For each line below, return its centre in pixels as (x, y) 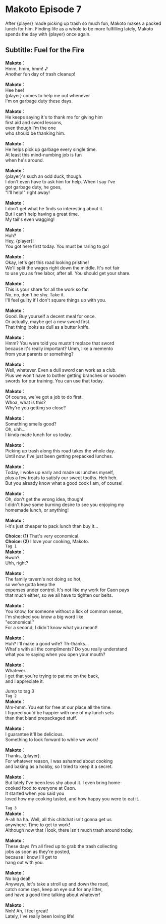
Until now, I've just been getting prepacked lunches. (59, 456)
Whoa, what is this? (26, 402)
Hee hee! (15, 90)
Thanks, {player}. (23, 755)
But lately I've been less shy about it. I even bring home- (64, 782)
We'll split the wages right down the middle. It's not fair (63, 267)
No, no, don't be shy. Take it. (35, 294)
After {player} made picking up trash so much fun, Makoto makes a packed (83, 23)
